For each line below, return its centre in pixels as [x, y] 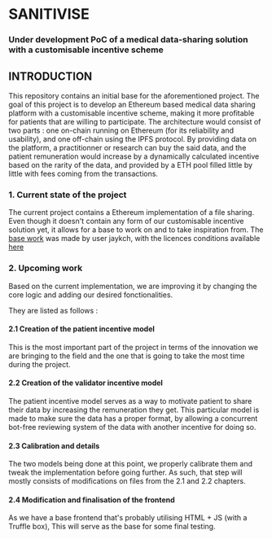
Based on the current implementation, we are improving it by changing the [133, 286]
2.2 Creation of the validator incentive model [86, 383]
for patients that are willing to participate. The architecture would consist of [135, 121]
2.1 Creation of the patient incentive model [81, 329]
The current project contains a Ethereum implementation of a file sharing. [132, 213]
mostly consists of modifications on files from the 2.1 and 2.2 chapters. [127, 481]
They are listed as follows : [53, 310]
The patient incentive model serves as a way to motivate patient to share [130, 401]
